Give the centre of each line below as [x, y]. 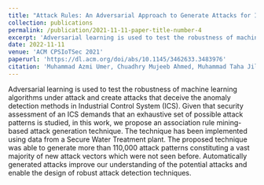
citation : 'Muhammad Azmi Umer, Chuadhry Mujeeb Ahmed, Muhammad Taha [126, 67]
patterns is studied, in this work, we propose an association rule [112, 122]
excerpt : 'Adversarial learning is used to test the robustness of [121, 37]
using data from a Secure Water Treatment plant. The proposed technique [128, 139]
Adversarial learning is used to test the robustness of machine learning [123, 89]
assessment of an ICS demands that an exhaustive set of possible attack [126, 114]
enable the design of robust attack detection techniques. [100, 172]
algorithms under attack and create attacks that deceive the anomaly [120, 97]
